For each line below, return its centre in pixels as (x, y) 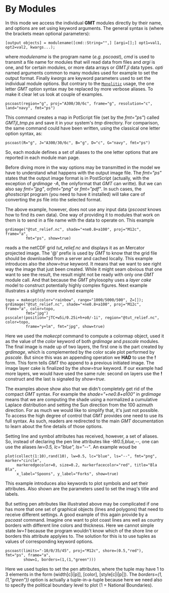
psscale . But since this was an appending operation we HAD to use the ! (81, 357)
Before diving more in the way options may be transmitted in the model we (83, 167)
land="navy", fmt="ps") (30, 108)
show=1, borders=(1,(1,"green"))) (60, 560)
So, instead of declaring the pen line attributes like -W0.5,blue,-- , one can (82, 441)
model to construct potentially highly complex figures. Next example (76, 285)
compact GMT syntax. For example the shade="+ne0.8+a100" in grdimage (83, 394)
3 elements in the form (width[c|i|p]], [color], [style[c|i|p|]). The (71, 574)
